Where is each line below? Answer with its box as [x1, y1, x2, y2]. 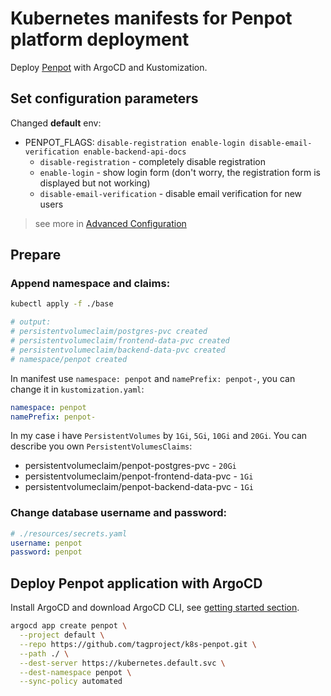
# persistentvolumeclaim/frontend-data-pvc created [10, 336, 230, 346]
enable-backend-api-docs [83, 147, 187, 157]
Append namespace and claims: [10, 277, 171, 291]
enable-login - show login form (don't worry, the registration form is [39, 166, 321, 178]
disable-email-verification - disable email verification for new [39, 187, 303, 199]
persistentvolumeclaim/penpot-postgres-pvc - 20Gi [24, 460, 237, 472]
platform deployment [10, 28, 190, 51]
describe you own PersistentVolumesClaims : [10, 440, 193, 452]
